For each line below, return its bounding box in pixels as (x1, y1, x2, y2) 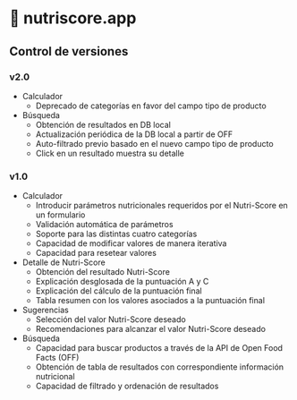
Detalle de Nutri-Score (21, 257, 106, 268)
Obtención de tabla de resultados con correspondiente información (35, 362, 284, 372)
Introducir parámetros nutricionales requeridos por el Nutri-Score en (35, 200, 288, 211)
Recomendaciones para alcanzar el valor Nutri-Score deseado (35, 324, 267, 335)
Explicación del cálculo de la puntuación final (35, 285, 203, 296)
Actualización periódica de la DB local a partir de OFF (35, 129, 233, 140)
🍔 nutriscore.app (9, 8, 137, 29)
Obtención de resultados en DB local (35, 119, 172, 130)
